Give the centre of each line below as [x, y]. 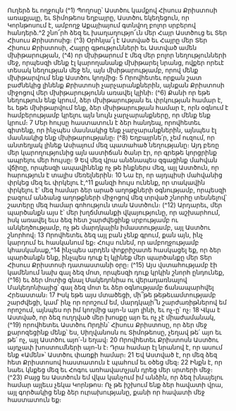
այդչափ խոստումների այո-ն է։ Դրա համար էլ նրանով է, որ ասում [115, 347]
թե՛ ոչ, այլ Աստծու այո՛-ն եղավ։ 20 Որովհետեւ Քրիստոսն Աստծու [113, 340]
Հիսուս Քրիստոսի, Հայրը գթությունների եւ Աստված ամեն [102, 48]
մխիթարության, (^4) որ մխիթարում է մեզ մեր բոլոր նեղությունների [117, 55]
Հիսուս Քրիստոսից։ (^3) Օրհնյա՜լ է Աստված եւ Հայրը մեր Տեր [107, 40]
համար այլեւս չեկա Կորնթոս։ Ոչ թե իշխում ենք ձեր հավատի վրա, [115, 385]
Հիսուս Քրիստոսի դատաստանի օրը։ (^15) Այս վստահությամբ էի [112, 265]
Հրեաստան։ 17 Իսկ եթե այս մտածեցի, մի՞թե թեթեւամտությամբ [112, 295]
